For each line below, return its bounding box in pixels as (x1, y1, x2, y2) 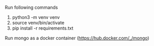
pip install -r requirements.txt (12, 25, 73, 31)
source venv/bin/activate (12, 20, 65, 26)
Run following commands (5, 5, 58, 10)
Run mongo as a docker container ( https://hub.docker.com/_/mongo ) (5, 35, 149, 41)
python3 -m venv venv (12, 14, 60, 20)
